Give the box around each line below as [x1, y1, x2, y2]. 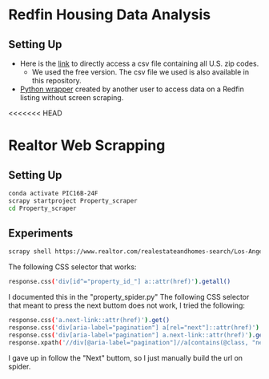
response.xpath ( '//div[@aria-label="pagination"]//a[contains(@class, [8, 338, 249, 346]
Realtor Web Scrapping [8, 136, 166, 155]
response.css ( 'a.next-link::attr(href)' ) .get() [8, 317, 171, 325]
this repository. [31, 76, 82, 85]
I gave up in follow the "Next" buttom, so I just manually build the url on [8, 353, 243, 362]
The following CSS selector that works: [8, 262, 137, 272]
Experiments [8, 227, 74, 240]
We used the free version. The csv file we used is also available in [31, 67, 250, 77]
